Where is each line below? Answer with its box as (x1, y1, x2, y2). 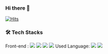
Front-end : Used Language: (5, 43, 90, 49)
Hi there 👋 (5, 5, 31, 12)
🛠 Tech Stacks (5, 29, 43, 36)
